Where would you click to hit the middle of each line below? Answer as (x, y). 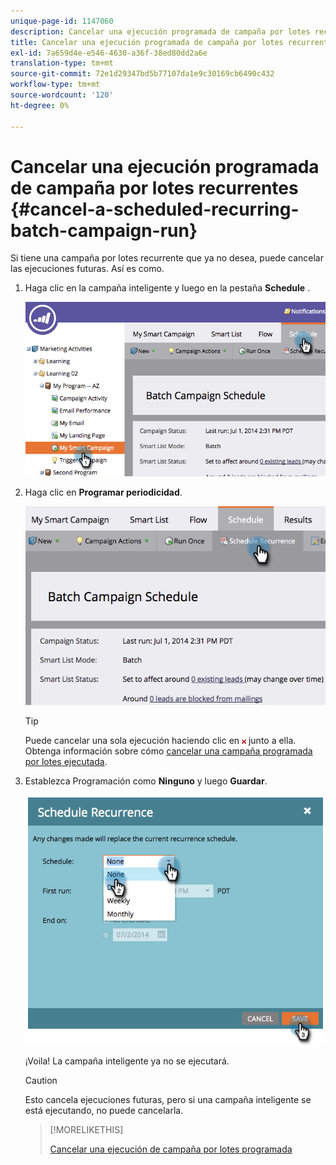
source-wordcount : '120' (62, 95)
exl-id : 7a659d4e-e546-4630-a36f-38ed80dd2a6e (109, 53)
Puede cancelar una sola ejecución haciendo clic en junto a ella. (160, 741)
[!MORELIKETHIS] (86, 1130)
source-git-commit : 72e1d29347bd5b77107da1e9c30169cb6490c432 (142, 74)
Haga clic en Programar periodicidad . (103, 492)
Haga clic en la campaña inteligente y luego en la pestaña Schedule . (167, 288)
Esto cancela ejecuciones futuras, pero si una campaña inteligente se (168, 1100)
